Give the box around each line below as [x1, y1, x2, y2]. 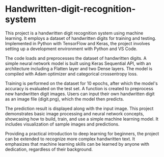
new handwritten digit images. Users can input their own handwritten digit [5, 91, 155, 97]
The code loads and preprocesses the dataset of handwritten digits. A [5, 55, 147, 61]
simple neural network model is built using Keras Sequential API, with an [5, 60, 151, 66]
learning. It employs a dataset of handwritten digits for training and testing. [5, 35, 156, 41]
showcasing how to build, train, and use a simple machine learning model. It [5, 116, 159, 122]
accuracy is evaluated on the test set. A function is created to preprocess [5, 85, 154, 91]
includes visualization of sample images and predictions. [5, 121, 120, 127]
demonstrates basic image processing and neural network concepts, [5, 110, 144, 116]
